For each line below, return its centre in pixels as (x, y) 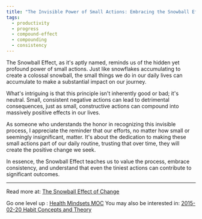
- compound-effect (35, 34)
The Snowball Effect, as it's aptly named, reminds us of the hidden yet (93, 62)
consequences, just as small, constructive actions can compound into (93, 106)
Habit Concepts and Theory (57, 209)
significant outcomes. (33, 174)
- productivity (31, 23)
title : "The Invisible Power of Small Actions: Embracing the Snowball (98, 12)
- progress (25, 29)
